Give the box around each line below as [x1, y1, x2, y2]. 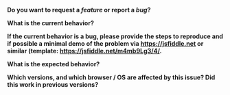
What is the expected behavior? [7, 60, 100, 68]
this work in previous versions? [7, 81, 99, 88]
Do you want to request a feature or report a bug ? [7, 6, 151, 14]
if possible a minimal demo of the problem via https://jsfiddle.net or [7, 40, 204, 47]
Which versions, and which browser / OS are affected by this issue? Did [7, 73, 216, 81]
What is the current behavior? [7, 19, 94, 27]
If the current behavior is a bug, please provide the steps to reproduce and [7, 32, 223, 40]
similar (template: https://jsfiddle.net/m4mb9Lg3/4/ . [7, 47, 163, 55]
